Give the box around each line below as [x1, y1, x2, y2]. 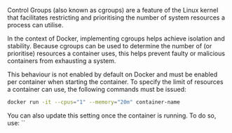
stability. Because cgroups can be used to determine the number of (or [7, 42, 212, 50]
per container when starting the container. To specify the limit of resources [7, 78, 224, 86]
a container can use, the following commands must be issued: [7, 85, 186, 93]
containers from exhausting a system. [7, 57, 116, 65]
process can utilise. [7, 21, 64, 29]
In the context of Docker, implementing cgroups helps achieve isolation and [7, 34, 226, 43]
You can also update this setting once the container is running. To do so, [7, 111, 217, 120]
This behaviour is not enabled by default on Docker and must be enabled [7, 70, 218, 78]
